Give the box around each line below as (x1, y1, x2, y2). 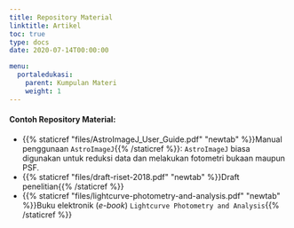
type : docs (9, 37, 50, 47)
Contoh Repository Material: (9, 114, 116, 125)
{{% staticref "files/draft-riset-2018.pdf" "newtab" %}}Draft (21, 171, 240, 182)
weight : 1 (25, 86, 62, 96)
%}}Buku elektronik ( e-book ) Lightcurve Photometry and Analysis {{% (21, 200, 280, 210)
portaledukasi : (17, 70, 74, 80)
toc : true (9, 29, 46, 38)
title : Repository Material (9, 12, 114, 22)
